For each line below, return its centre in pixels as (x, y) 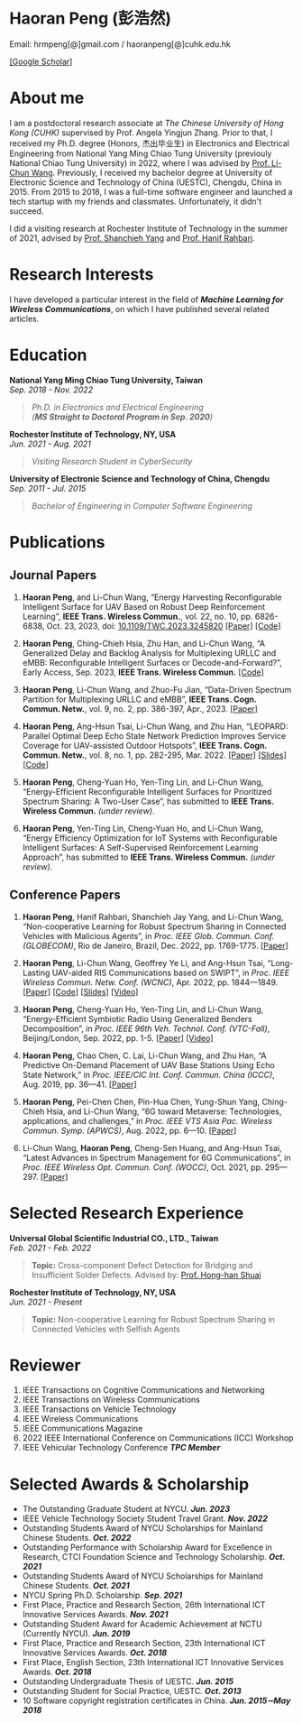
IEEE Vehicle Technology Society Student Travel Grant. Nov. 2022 (145, 1519)
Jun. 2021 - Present (46, 1302)
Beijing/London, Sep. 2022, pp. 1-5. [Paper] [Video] (118, 1037)
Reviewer (45, 1365)
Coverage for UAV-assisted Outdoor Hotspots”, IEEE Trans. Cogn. (145, 745)
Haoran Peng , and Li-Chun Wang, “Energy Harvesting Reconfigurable (152, 597)
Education (48, 355)
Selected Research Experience (127, 1213)
